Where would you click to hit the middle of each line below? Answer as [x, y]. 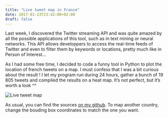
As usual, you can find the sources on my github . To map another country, [82, 105]
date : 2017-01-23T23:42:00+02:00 [40, 14]
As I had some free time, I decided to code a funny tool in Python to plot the [83, 64]
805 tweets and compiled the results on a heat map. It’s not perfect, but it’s [83, 80]
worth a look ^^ [21, 85]
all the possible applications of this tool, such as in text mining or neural [79, 38]
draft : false [19, 19]
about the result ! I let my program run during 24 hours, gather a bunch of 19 [84, 75]
